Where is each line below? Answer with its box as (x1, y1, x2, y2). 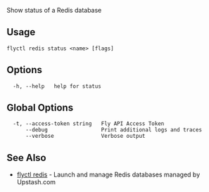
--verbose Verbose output (25, 133, 146, 140)
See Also (6, 151, 46, 164)
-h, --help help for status (13, 82, 101, 90)
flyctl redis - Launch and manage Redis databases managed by (16, 170, 201, 179)
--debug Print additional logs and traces (25, 127, 202, 134)
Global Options (6, 102, 74, 114)
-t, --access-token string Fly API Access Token (13, 120, 165, 127)
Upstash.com (16, 178, 56, 186)
